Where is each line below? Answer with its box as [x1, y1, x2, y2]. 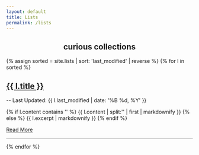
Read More [6, 126, 33, 133]
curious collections [63, 42, 136, 52]
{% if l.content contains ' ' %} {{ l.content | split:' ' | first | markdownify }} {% [6, 108, 190, 115]
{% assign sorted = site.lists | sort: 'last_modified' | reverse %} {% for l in [6, 58, 185, 65]
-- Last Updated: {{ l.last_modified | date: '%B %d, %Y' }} [6, 97, 147, 104]
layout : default [6, 8, 46, 15]
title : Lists [6, 14, 38, 20]
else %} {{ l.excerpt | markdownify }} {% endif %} [6, 115, 128, 122]
